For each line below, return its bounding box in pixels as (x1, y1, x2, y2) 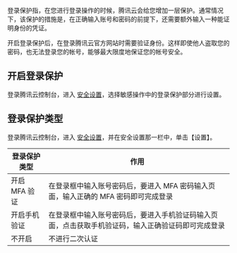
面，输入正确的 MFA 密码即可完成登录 (48, 191, 174, 201)
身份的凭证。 (13, 24, 51, 32)
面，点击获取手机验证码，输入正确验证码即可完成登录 (48, 221, 226, 230)
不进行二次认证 (48, 233, 99, 243)
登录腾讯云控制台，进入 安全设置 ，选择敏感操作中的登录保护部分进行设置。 (7, 90, 226, 99)
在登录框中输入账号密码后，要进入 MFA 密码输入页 (48, 180, 216, 190)
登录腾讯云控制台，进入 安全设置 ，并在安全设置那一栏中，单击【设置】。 (7, 132, 217, 141)
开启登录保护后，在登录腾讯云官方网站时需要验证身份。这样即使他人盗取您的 (7, 39, 230, 47)
